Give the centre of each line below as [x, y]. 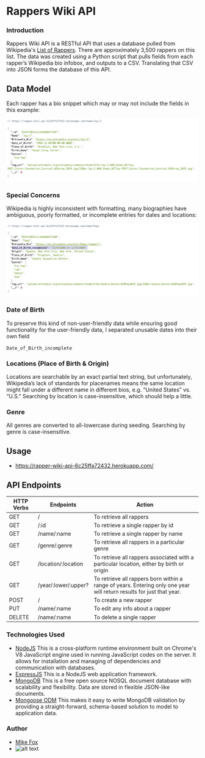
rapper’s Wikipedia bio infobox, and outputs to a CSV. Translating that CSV [100, 63]
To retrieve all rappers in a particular [139, 542]
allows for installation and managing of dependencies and [88, 661]
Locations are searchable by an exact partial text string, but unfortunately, [99, 377]
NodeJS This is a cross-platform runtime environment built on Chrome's [106, 648]
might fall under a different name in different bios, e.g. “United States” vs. [99, 390]
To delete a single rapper [125, 617]
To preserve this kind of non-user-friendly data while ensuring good [92, 323]
